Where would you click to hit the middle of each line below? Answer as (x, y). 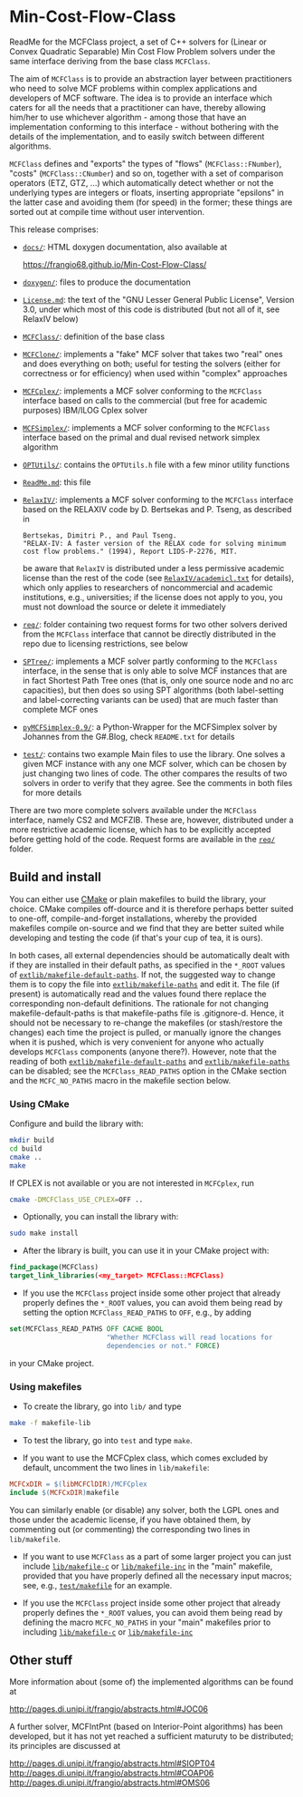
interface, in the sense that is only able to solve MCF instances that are (155, 670)
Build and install (55, 877)
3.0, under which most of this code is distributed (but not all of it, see (151, 309)
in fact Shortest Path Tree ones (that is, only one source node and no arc (158, 680)
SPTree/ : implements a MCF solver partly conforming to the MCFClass (150, 661)
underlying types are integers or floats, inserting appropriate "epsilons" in (147, 192)
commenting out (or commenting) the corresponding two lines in (130, 1529)
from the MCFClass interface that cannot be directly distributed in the (149, 634)
